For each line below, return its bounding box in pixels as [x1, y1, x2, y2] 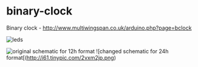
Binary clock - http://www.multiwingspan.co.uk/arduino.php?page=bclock [6, 24, 192, 31]
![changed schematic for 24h [96, 47, 169, 55]
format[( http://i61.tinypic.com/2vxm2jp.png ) [6, 54, 117, 61]
